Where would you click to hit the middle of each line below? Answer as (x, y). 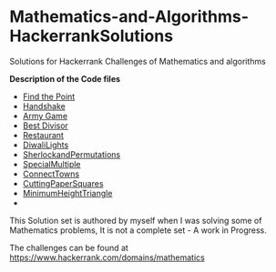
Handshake (44, 106)
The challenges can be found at (69, 247)
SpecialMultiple (51, 164)
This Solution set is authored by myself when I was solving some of (136, 220)
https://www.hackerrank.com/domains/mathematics (107, 257)
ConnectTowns (51, 174)
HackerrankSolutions (92, 36)
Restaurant (43, 135)
